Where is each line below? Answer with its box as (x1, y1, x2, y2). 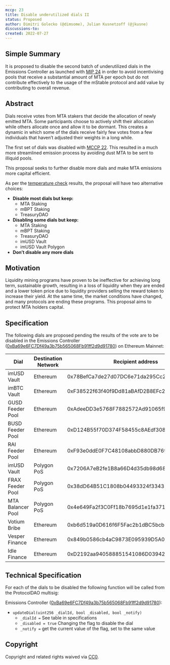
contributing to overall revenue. (5, 85, 71, 91)
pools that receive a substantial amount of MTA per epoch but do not (5, 74, 149, 80)
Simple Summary (5, 50, 61, 58)
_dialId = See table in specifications (20, 615, 97, 621)
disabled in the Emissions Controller (5, 338, 80, 344)
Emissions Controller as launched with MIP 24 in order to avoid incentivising (5, 68, 163, 75)
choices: (5, 186, 23, 192)
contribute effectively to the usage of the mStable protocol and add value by (5, 79, 164, 85)
